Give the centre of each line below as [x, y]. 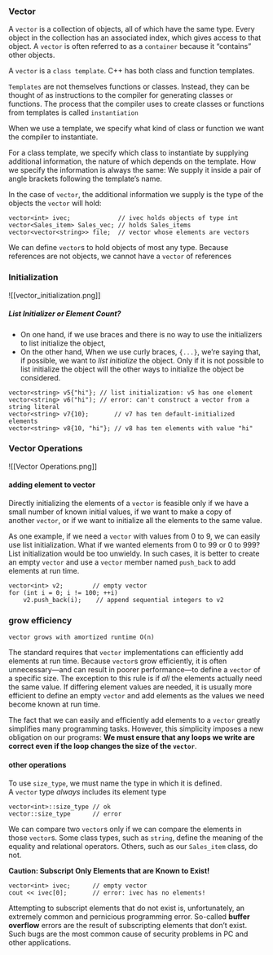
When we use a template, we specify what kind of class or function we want [136, 129]
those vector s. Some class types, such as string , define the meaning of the [136, 838]
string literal [34, 407]
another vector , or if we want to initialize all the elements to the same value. [135, 521]
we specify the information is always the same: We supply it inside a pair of [135, 170]
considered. [40, 377]
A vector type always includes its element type [88, 791]
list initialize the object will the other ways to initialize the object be [132, 369]
